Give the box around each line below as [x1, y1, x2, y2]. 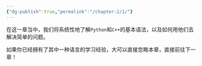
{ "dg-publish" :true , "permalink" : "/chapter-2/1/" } [6, 8, 133, 15]
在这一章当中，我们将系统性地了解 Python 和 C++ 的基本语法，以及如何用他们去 [6, 26, 194, 33]
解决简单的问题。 [6, 33, 49, 40]
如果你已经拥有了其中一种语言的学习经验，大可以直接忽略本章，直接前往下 [6, 46, 191, 53]
